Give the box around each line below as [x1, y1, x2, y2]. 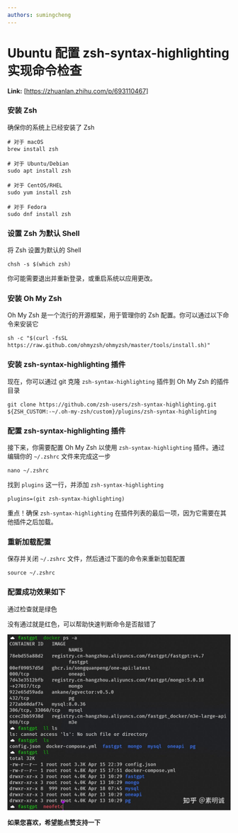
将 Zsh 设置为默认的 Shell [7, 246, 81, 254]
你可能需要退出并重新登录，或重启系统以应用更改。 [7, 274, 157, 283]
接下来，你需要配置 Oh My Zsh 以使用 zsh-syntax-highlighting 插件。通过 [7, 443, 225, 452]
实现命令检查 [7, 62, 83, 79]
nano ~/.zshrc [7, 467, 50, 475]
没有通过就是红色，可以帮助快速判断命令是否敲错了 [7, 620, 157, 628]
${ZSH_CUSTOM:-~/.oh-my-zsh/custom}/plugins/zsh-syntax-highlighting [7, 408, 217, 415]
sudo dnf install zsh [7, 210, 72, 217]
